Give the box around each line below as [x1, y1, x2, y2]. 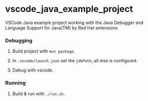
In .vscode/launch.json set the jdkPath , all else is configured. [12, 58, 138, 64]
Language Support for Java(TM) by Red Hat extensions [5, 25, 118, 30]
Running [5, 79, 26, 86]
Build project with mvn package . [12, 48, 75, 54]
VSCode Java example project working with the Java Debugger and [5, 20, 144, 25]
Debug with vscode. [12, 67, 53, 73]
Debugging [5, 37, 33, 44]
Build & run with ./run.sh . [12, 91, 65, 97]
